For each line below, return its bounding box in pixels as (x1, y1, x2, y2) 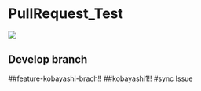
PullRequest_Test (8, 5, 124, 23)
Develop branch (8, 53, 88, 67)
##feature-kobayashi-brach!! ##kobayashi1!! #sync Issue (8, 74, 193, 83)
